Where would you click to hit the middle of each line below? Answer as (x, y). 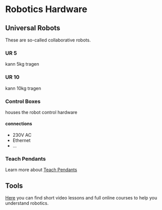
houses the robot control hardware (41, 112)
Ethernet (21, 140)
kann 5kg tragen (22, 64)
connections (19, 124)
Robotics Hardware (46, 9)
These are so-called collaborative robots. (48, 40)
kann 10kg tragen (23, 88)
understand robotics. (27, 203)
